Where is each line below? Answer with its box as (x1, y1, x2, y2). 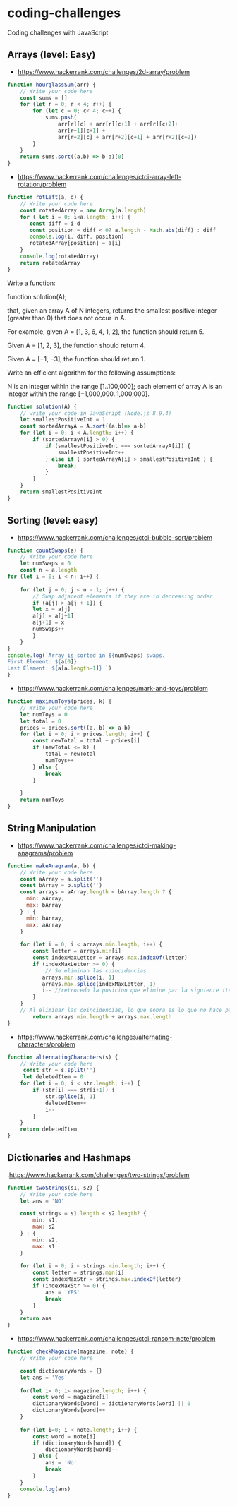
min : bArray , (25, 915, 65, 922)
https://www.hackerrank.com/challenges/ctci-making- (17, 841, 176, 850)
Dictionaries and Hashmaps (7, 1152, 132, 1164)
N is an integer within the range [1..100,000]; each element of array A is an (7, 382, 223, 390)
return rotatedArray (20, 259, 80, 266)
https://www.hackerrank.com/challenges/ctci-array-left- (17, 173, 182, 181)
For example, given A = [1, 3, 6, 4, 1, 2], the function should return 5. (7, 327, 205, 336)
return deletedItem (20, 1126, 78, 1133)
